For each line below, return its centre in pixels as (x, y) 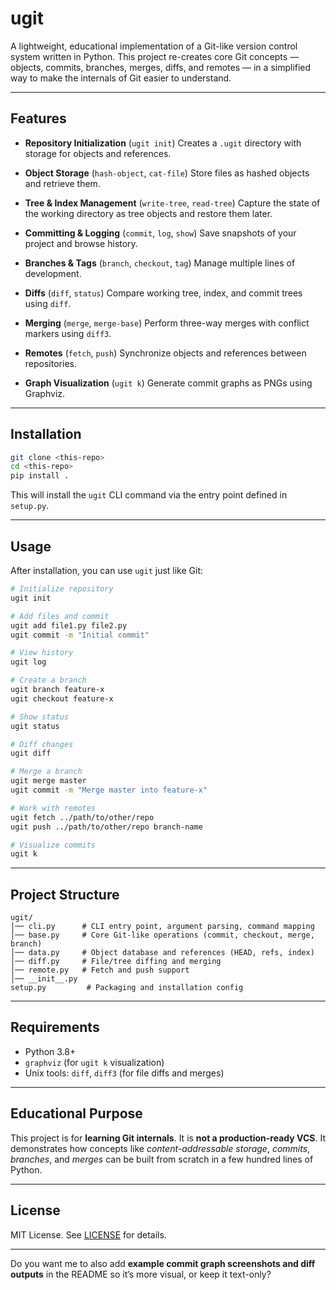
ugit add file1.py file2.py (69, 625)
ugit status (35, 726)
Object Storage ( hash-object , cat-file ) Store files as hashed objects (167, 173)
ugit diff (31, 753)
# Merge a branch (46, 772)
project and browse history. (81, 243)
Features (38, 118)
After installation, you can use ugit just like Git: (107, 570)
